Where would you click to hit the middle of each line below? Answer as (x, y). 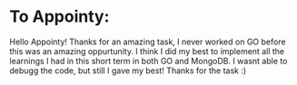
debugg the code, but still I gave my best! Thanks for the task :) (128, 71)
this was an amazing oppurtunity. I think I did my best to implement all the (147, 51)
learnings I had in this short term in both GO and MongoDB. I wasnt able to (148, 61)
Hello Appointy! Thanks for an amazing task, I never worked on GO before (148, 42)
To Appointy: (59, 17)
